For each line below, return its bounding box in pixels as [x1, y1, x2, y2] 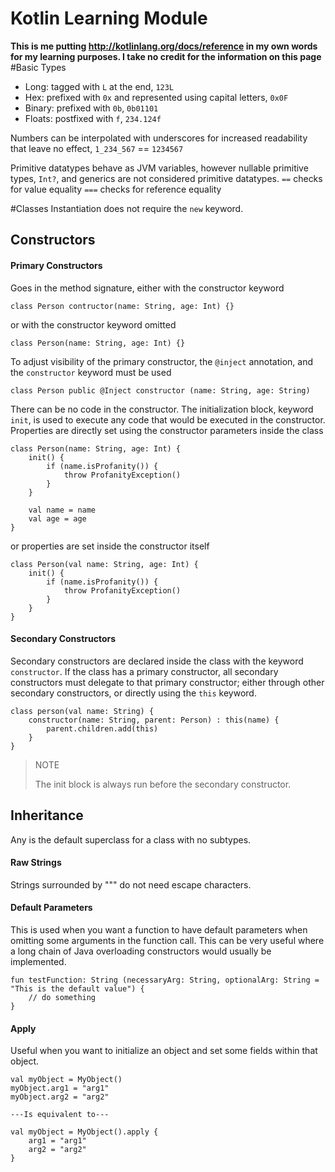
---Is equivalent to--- [10, 1110, 110, 1120]
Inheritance [10, 807, 84, 824]
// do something [28, 992, 97, 1002]
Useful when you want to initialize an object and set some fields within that [10, 1045, 318, 1057]
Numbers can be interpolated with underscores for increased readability [10, 132, 308, 144]
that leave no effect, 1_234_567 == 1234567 [10, 142, 184, 154]
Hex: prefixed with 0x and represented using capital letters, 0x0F [24, 91, 289, 103]
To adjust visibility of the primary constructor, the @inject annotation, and [10, 355, 314, 367]
